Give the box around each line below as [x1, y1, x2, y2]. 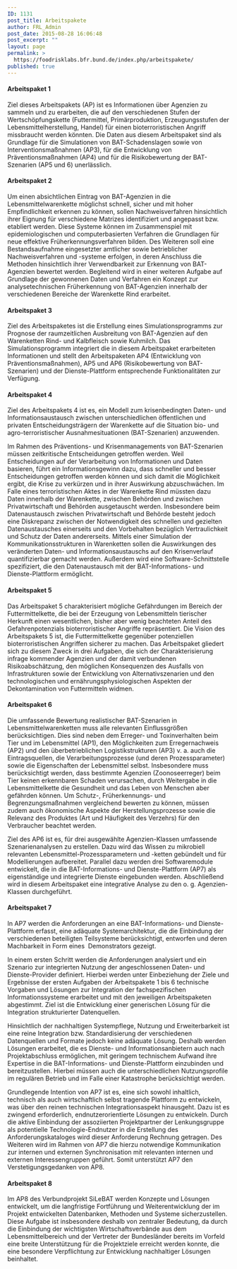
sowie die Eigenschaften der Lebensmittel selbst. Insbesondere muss [7, 761, 209, 770]
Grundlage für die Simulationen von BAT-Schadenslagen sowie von [7, 138, 202, 146]
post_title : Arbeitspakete [7, 17, 87, 24]
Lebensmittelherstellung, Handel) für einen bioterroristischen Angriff [7, 123, 207, 131]
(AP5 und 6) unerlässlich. [37, 160, 112, 169]
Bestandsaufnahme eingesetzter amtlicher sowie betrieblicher [7, 245, 188, 254]
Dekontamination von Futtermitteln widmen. [7, 684, 134, 693]
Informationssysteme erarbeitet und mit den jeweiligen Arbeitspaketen [7, 993, 212, 1001]
